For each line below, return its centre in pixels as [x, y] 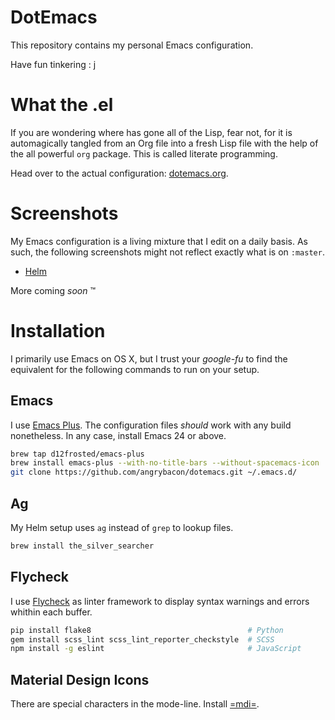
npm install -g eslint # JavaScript [156, 649]
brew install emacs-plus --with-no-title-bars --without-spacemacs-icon [165, 463]
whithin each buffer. [51, 612]
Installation [58, 331]
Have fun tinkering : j [53, 64]
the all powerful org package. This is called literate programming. [144, 153]
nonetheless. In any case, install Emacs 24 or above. [118, 435]
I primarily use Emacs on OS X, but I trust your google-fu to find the [149, 358]
